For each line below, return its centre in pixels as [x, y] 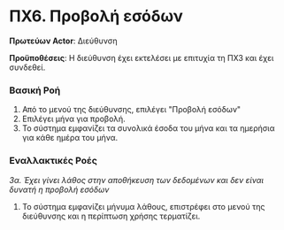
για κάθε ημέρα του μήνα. [70, 138]
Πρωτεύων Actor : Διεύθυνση [63, 41]
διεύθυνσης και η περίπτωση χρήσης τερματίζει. [111, 216]
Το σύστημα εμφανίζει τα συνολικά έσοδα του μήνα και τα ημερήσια [148, 128]
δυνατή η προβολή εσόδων [59, 189]
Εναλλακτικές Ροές [53, 161]
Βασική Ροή [35, 90]
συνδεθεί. [27, 67]
